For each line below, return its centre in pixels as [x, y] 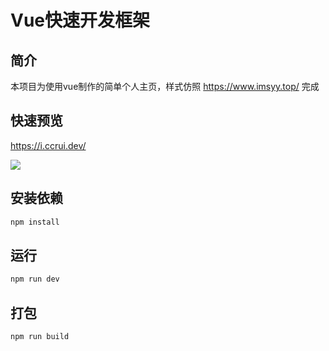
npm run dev [35, 279]
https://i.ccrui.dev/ [48, 145]
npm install [35, 222]
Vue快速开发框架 [80, 20]
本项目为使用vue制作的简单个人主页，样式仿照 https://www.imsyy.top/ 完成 [165, 86]
